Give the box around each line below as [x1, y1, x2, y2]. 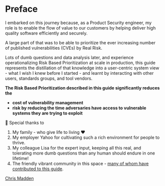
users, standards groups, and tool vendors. [5, 75, 93, 81]
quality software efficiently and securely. [5, 30, 88, 36]
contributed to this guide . [12, 166, 64, 172]
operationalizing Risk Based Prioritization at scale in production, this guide [5, 60, 156, 65]
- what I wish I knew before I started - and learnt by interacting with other [5, 70, 154, 76]
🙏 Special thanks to [5, 120, 44, 125]
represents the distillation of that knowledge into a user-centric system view [5, 65, 160, 71]
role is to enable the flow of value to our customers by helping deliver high [5, 25, 156, 31]
